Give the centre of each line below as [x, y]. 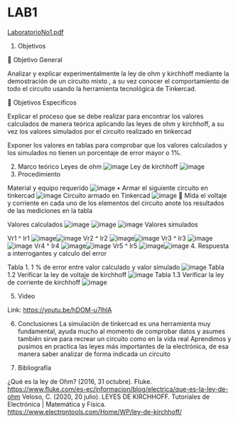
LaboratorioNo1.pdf [36, 32]
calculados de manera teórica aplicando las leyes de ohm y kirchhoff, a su [116, 124]
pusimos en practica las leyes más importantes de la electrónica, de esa [123, 346]
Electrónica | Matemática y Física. [57, 404]
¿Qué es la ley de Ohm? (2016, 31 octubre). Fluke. [80, 381]
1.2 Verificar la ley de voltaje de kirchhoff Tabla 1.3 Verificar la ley [116, 274]
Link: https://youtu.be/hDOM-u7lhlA [60, 310]
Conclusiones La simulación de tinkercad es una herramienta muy [114, 323]
